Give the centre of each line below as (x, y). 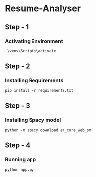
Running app (21, 159)
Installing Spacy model (33, 120)
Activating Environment (34, 41)
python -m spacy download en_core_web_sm (48, 130)
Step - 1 (17, 27)
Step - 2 (17, 66)
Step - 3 (18, 106)
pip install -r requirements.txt (39, 90)
